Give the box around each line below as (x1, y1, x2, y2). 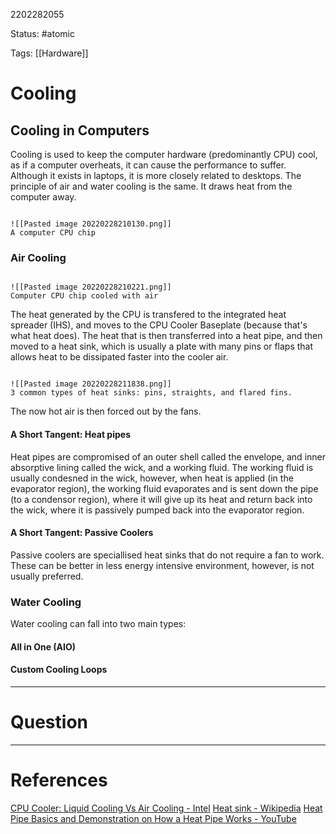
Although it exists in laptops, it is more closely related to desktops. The (10, 170, 302, 181)
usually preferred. (10, 570, 84, 582)
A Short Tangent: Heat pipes (10, 428, 131, 440)
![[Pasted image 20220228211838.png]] (10, 379, 172, 389)
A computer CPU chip (10, 228, 97, 238)
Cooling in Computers (10, 122, 150, 139)
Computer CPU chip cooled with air (10, 291, 159, 301)
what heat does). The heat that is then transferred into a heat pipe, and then (10, 330, 323, 342)
